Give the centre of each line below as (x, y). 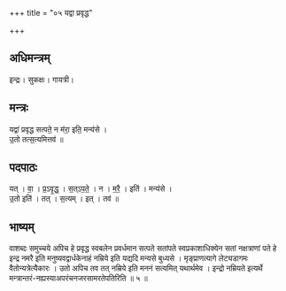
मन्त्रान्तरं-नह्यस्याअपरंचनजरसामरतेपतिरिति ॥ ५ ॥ (78, 279)
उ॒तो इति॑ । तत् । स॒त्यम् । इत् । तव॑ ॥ (64, 199)
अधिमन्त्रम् (30, 58)
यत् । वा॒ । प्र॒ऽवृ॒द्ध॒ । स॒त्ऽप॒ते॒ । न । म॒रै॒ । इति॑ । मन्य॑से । (91, 188)
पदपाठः (23, 168)
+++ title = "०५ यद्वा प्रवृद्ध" (51, 13)
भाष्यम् (22, 227)
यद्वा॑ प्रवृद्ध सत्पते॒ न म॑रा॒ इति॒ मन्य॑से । (58, 129)
